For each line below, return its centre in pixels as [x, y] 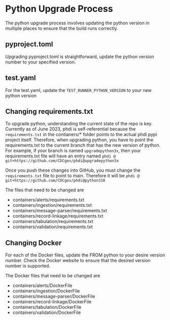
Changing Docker [33, 243]
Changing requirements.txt [49, 111]
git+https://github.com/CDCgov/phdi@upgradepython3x [62, 161]
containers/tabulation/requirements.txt [53, 221]
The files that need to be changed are [45, 190]
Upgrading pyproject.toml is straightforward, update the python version [80, 56]
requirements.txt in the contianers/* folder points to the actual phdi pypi [81, 135]
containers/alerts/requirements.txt [48, 200]
